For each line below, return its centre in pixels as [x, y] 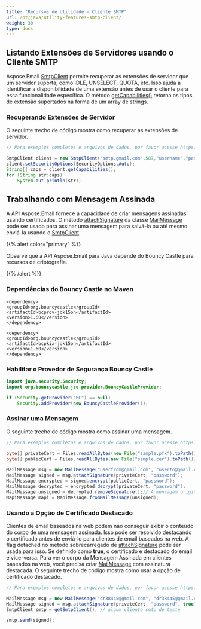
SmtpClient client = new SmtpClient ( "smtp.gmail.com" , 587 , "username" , [96, 158]
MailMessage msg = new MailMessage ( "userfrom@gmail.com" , [80, 470]
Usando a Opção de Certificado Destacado [70, 513]
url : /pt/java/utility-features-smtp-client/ [64, 17]
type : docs [20, 28]
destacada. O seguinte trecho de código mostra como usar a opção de [93, 570]
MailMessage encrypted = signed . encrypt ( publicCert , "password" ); [91, 481]
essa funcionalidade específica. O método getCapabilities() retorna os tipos [99, 96]
